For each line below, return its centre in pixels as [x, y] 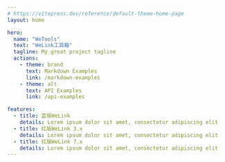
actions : [26, 58]
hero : [15, 33]
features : [21, 109]
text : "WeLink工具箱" [43, 46]
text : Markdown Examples [61, 71]
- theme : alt [38, 84]
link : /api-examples [55, 97]
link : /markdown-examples [63, 78]
